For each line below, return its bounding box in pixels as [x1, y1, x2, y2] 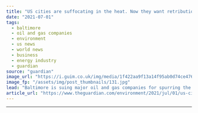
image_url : [6, 74, 33, 80]
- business [11, 52, 38, 58]
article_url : [6, 90, 38, 96]
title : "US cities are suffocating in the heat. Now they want [6, 8, 165, 15]
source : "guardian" [6, 69, 54, 74]
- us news [11, 42, 35, 47]
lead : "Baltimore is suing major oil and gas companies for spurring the [6, 85, 192, 91]
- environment [11, 36, 46, 42]
